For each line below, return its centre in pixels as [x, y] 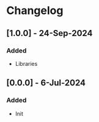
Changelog [35, 11]
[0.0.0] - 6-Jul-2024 [46, 83]
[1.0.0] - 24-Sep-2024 [50, 33]
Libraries [26, 63]
